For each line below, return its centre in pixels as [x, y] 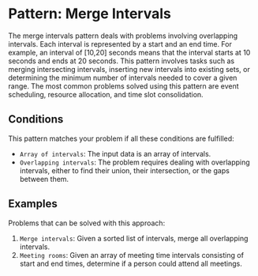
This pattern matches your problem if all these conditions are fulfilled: [121, 138]
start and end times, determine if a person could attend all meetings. [131, 263]
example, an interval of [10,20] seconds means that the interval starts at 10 [129, 52]
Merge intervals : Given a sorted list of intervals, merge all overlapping [134, 238]
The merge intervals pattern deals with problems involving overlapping [123, 36]
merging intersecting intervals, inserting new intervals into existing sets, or [129, 69]
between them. [44, 179]
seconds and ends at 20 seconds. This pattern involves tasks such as [122, 61]
